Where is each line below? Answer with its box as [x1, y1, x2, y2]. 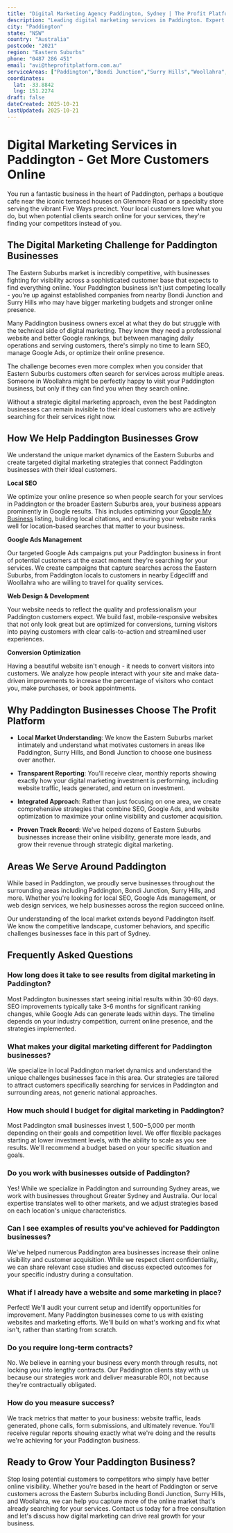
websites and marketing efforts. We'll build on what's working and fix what [7, 1318, 221, 1327]
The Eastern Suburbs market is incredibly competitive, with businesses [7, 268, 210, 277]
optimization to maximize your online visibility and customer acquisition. [17, 812, 223, 821]
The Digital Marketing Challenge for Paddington [7, 239, 218, 251]
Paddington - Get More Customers [7, 151, 209, 167]
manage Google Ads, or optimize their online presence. [7, 348, 165, 356]
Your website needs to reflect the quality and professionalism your [7, 605, 197, 614]
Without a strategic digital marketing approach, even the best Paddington [7, 397, 216, 406]
